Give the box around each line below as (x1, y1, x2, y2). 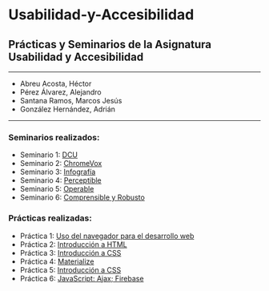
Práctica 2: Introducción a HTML (19, 239, 127, 249)
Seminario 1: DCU (19, 150, 78, 160)
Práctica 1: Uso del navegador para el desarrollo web (19, 231, 195, 240)
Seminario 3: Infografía (19, 167, 96, 177)
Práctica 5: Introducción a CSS (19, 265, 122, 274)
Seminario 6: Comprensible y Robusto (19, 192, 146, 202)
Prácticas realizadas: (8, 212, 92, 224)
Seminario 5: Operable (19, 184, 94, 194)
